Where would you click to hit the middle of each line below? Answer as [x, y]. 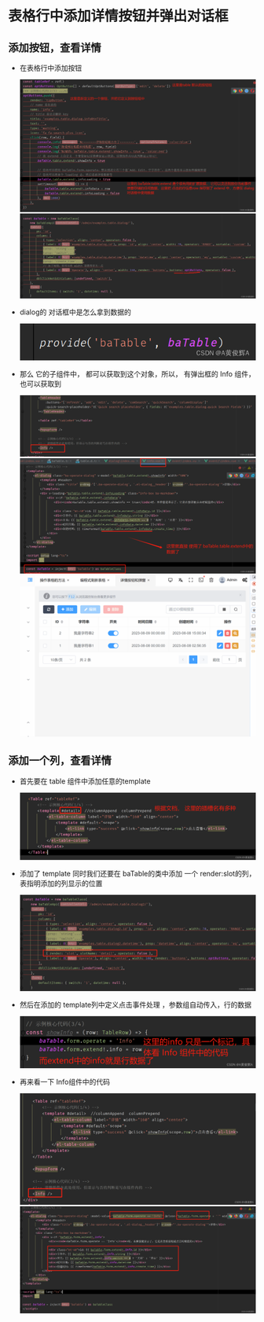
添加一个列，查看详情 [60, 760]
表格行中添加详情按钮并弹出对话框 [119, 16]
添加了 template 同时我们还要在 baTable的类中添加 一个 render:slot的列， [137, 874]
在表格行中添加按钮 [51, 68]
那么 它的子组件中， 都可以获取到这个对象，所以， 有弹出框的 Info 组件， [137, 373]
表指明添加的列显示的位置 [61, 883]
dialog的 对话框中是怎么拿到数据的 [75, 312]
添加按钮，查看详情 [55, 48]
